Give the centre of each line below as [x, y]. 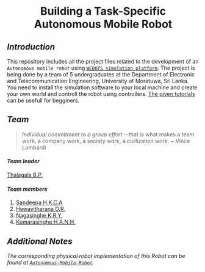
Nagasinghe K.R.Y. [39, 216]
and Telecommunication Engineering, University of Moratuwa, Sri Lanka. [98, 81]
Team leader [23, 161]
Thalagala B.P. [25, 175]
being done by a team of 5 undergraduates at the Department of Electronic [101, 74]
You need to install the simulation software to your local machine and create [102, 87]
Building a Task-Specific [103, 11]
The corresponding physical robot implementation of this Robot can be [96, 256]
